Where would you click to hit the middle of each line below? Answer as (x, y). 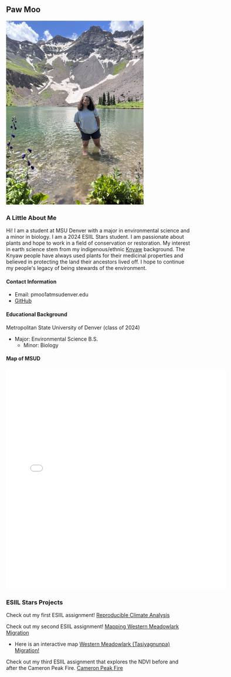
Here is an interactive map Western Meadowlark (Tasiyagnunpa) (92, 644)
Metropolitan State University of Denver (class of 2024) (73, 327)
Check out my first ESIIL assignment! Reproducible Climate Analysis (88, 615)
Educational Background (37, 314)
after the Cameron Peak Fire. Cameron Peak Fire (64, 668)
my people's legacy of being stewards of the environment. (77, 268)
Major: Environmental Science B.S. (56, 339)
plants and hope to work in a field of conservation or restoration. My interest (98, 243)
